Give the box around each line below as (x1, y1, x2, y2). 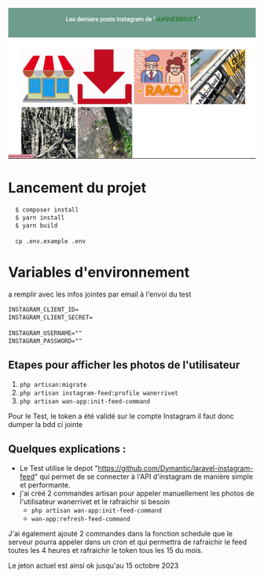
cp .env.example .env (15, 237, 86, 245)
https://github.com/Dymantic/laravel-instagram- (97, 463, 254, 473)
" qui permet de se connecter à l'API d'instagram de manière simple (34, 472, 254, 481)
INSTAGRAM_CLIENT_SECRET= (8, 314, 93, 322)
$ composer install (15, 206, 79, 214)
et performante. (19, 480, 71, 489)
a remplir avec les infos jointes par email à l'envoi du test (8, 289, 192, 299)
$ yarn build (15, 222, 58, 230)
